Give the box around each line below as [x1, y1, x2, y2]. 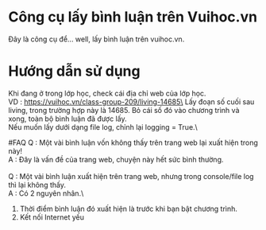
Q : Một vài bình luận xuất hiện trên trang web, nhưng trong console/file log [8, 171, 254, 181]
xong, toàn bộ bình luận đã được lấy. [8, 114, 127, 123]
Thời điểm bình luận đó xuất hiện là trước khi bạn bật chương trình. [19, 204, 238, 213]
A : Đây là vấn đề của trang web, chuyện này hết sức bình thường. [8, 154, 224, 164]
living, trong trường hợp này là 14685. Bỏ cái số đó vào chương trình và [8, 105, 240, 115]
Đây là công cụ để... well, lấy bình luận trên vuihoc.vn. [8, 34, 185, 44]
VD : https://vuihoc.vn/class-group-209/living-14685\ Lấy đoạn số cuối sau [8, 96, 255, 107]
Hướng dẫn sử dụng [8, 62, 141, 80]
